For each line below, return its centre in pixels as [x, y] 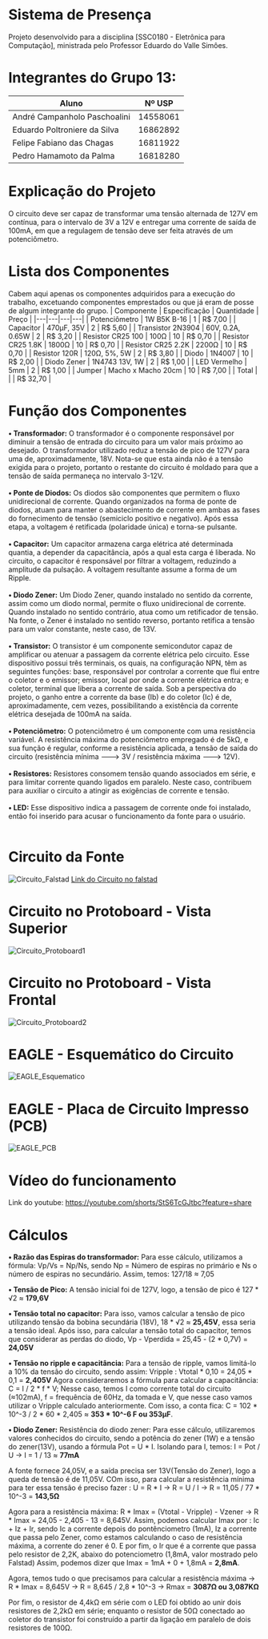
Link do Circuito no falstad [114, 879]
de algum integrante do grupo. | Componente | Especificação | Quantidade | [134, 311]
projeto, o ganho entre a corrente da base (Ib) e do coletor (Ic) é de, [120, 697]
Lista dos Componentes [89, 271]
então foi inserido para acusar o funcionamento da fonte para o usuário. [127, 816]
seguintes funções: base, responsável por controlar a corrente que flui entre [134, 671]
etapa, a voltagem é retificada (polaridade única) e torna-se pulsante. [123, 527]
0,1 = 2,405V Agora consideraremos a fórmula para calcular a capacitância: [133, 1380]
